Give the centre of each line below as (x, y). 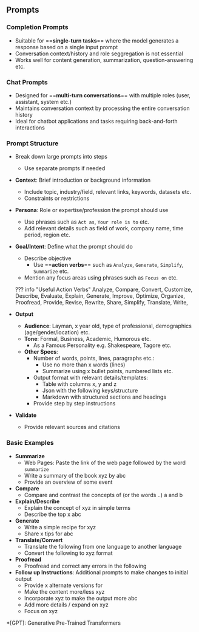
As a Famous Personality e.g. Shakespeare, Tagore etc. (102, 345)
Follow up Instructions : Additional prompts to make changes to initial (102, 572)
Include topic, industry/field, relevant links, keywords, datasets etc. (108, 192)
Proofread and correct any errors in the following (85, 566)
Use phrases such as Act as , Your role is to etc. (87, 222)
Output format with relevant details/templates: (91, 378)
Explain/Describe (37, 501)
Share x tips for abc (49, 534)
